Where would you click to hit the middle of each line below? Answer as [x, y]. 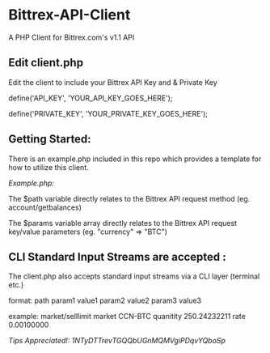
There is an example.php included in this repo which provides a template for [135, 159]
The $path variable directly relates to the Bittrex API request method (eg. [129, 198]
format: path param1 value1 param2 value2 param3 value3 [105, 300]
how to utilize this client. [49, 167]
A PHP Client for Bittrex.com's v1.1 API [72, 37]
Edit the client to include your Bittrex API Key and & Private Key [113, 82]
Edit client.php [46, 63]
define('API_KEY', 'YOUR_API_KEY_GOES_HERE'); [91, 98]
